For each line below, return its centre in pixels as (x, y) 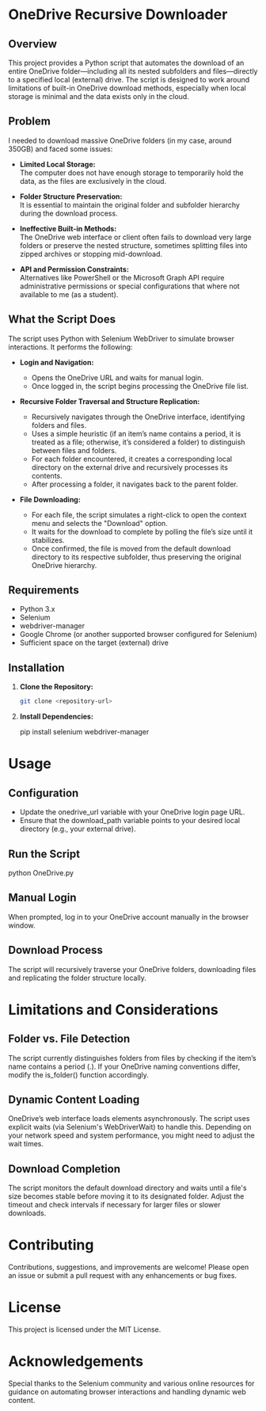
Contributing (51, 1245)
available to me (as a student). (69, 294)
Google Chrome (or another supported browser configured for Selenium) (138, 635)
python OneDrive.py (41, 872)
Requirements (44, 591)
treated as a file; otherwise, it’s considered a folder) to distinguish (138, 442)
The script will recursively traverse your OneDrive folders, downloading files (132, 969)
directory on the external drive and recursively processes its (129, 467)
